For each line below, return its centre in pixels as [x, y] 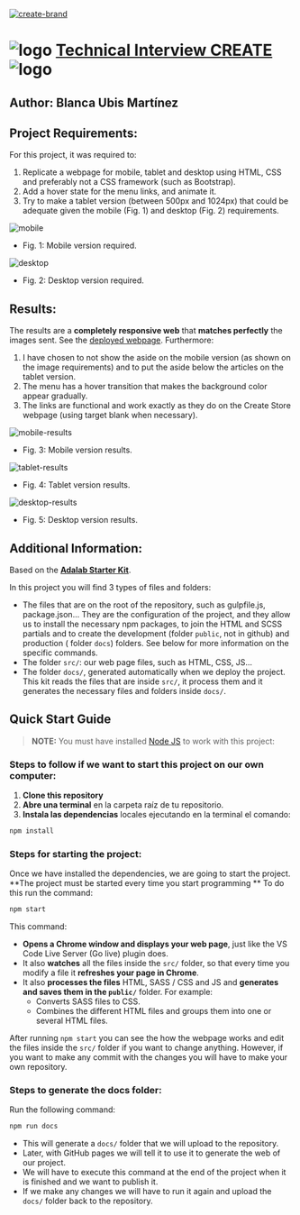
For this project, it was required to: [73, 155]
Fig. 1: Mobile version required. [79, 246]
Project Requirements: [73, 133]
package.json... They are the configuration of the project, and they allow [156, 615]
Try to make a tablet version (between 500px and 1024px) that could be [155, 201]
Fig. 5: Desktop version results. [80, 520]
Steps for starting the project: [76, 854]
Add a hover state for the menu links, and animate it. [119, 192]
